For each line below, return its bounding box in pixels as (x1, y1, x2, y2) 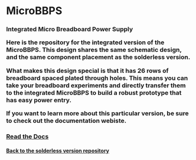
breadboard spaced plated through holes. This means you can (6, 74, 188, 82)
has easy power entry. (6, 96, 72, 104)
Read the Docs (6, 132, 49, 141)
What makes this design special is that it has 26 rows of (6, 66, 169, 75)
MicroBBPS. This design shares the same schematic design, (6, 46, 182, 54)
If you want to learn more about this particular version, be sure (6, 109, 189, 118)
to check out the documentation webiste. (6, 116, 127, 125)
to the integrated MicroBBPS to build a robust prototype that (6, 88, 182, 96)
